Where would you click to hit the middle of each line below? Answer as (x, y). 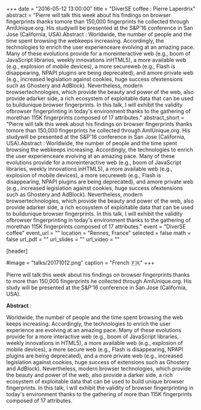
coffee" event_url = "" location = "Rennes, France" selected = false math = (99, 233)
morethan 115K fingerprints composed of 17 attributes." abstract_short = (95, 118)
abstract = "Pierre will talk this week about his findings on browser (88, 15)
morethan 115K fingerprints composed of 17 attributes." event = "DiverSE (96, 226)
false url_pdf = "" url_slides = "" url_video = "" (63, 239)
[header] (17, 251)
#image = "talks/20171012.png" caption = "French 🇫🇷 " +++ (80, 263)
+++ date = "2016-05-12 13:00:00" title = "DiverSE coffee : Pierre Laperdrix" (101, 9)
